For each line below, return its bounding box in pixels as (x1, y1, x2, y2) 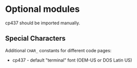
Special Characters (5, 34, 66, 43)
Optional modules (5, 3, 80, 15)
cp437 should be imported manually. (5, 20, 80, 26)
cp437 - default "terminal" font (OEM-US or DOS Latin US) (12, 57, 133, 63)
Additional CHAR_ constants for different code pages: (5, 47, 112, 53)
